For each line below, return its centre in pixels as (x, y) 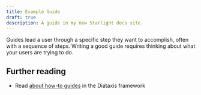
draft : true (21, 17)
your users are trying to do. (40, 53)
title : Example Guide (33, 12)
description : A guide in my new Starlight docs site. (75, 23)
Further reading (36, 71)
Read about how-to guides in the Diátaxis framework (80, 86)
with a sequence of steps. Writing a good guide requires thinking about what (101, 46)
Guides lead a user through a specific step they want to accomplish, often (97, 40)
